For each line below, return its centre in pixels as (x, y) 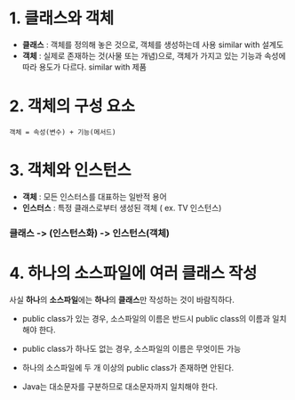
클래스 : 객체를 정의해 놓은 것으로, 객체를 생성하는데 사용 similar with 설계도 (153, 45)
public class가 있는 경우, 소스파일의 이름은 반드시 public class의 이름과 (146, 318)
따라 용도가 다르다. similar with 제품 (84, 67)
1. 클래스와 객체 (62, 18)
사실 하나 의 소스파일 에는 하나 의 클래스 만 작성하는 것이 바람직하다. (122, 299)
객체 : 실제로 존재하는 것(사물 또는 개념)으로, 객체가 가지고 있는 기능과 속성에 (154, 55)
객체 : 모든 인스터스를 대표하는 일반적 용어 (94, 196)
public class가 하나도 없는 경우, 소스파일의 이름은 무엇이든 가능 (132, 348)
